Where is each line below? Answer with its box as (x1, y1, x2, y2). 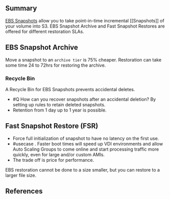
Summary (5, 4, 37, 13)
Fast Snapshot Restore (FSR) (5, 122, 99, 130)
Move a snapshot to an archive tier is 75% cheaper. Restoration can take (5, 56, 162, 63)
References (5, 187, 43, 195)
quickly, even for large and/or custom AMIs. (12, 151, 105, 157)
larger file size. (5, 172, 37, 178)
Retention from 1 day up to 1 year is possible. (12, 107, 107, 113)
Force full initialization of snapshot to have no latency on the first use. (12, 135, 159, 141)
